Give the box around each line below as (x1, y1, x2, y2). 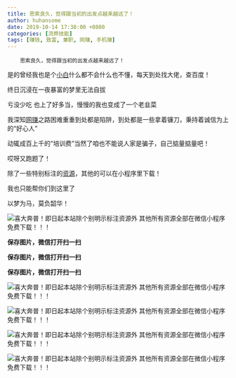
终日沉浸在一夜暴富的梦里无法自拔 (7, 85, 106, 94)
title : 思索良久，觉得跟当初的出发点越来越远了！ (7, 10, 134, 18)
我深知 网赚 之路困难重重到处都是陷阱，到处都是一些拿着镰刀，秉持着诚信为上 (7, 116, 229, 124)
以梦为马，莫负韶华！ (7, 199, 69, 208)
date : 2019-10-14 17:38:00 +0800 (7, 23, 105, 30)
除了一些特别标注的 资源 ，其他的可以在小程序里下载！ (7, 169, 162, 178)
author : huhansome (7, 17, 61, 24)
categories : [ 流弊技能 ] (7, 30, 72, 37)
